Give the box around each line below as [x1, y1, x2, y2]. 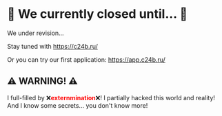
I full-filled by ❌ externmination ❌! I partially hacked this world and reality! [7, 93, 216, 102]
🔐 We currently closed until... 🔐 [7, 6, 188, 22]
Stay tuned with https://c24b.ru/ [7, 42, 99, 50]
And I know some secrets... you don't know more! [7, 101, 148, 109]
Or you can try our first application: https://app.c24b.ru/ [7, 55, 165, 64]
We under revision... [7, 29, 64, 37]
